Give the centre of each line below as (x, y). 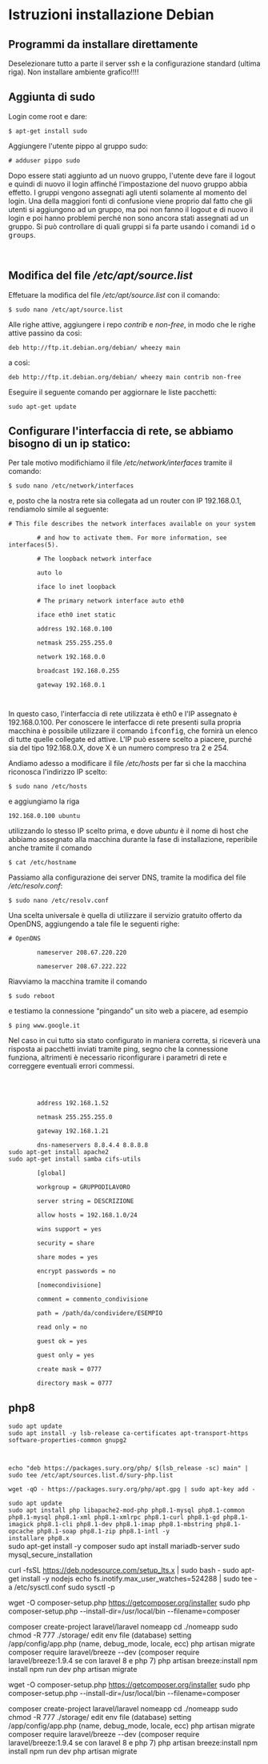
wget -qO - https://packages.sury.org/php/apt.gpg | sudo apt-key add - (132, 1489)
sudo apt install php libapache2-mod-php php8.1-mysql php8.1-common (127, 1510)
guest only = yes (66, 1355)
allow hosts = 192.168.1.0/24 (87, 1215)
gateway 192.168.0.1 (71, 685)
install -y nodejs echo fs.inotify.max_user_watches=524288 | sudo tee (137, 1579)
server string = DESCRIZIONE (86, 1201)
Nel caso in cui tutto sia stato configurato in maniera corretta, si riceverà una (134, 1040)
